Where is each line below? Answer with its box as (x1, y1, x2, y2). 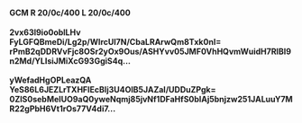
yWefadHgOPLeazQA (9, 75, 92, 85)
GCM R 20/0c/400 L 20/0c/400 (9, 7, 131, 18)
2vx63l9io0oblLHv (9, 27, 81, 38)
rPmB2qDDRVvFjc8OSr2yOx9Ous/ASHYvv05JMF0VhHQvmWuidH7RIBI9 (9, 46, 291, 57)
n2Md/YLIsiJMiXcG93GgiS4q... (9, 56, 132, 66)
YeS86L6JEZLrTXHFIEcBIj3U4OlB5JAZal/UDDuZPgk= (9, 84, 216, 95)
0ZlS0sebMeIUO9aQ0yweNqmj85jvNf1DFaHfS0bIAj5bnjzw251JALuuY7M (9, 94, 293, 105)
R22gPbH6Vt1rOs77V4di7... (9, 103, 116, 114)
